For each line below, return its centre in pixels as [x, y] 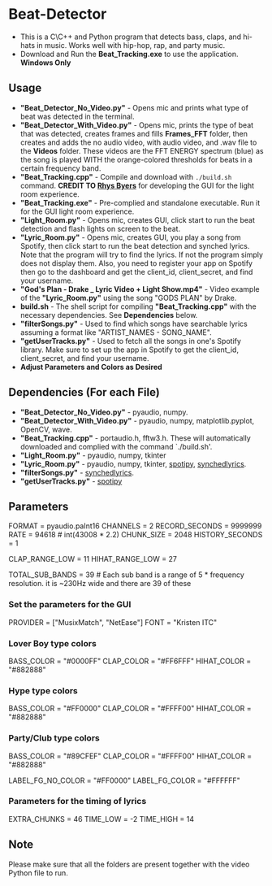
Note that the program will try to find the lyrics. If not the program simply [142, 254]
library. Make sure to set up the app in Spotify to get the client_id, [130, 350]
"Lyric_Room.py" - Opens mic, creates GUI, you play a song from [130, 237]
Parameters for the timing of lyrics [78, 801]
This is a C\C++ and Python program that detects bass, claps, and [131, 37]
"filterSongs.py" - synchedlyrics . [77, 472]
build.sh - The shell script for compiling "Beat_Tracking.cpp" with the [138, 306]
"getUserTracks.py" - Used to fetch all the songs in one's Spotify [131, 341]
